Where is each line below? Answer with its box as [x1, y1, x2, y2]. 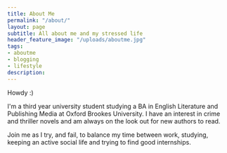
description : [7, 69, 46, 76]
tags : [7, 43, 23, 50]
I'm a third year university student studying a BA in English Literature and [7, 102, 219, 110]
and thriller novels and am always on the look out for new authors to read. [7, 117, 221, 125]
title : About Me [7, 10, 55, 18]
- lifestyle [7, 62, 42, 69]
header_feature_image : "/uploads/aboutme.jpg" [7, 36, 146, 44]
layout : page [7, 23, 46, 30]
